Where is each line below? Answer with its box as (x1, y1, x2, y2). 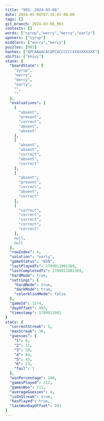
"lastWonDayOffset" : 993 (9, 403, 61, 408)
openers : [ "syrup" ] (5, 36, 46, 41)
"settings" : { (9, 278, 39, 283)
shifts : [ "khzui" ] (5, 54, 43, 59)
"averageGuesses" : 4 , (9, 389, 55, 394)
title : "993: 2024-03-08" (5, 7, 59, 13)
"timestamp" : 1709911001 (9, 310, 61, 315)
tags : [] (5, 17, 23, 22)
